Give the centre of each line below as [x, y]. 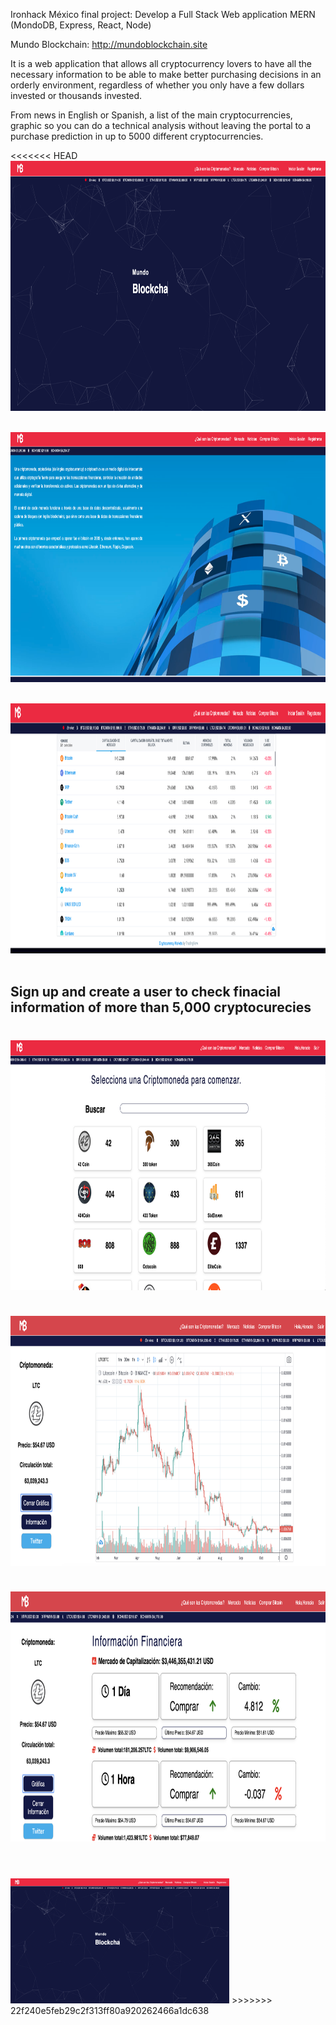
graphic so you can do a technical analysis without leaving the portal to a [161, 125]
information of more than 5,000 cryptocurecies [161, 1007]
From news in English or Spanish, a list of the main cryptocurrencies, [151, 115]
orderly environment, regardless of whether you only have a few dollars [157, 85]
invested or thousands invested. [76, 95]
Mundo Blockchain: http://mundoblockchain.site [109, 44]
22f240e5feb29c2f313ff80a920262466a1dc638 [110, 2011]
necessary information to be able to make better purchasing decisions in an [166, 74]
